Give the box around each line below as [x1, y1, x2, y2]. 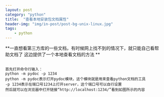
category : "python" [5, 12, 46, 17]
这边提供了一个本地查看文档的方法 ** [24, 51, 100, 57]
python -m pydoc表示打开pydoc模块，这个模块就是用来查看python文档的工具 [5, 76, 146, 81]
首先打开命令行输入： [5, 67, 43, 72]
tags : [5, 26, 17, 31]
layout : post [5, 7, 33, 13]
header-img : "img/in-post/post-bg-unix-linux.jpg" [5, 21, 113, 27]
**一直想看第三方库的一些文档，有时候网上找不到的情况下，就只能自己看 [5, 45, 155, 51]
